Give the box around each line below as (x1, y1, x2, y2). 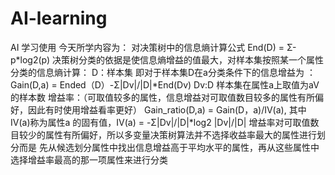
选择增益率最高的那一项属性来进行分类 (10, 153, 168, 166)
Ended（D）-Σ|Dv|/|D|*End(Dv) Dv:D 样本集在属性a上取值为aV (59, 78, 320, 91)
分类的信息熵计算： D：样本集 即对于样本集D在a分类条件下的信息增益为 (10, 66, 305, 78)
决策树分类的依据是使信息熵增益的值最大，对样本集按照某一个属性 (52, 53, 325, 66)
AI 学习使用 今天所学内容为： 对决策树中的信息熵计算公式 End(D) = (10, 41, 285, 53)
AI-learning (10, 7, 108, 30)
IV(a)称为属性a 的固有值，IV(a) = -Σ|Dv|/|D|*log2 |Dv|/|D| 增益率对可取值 (10, 116, 311, 128)
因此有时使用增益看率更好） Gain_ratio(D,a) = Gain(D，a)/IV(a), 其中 (27, 103, 307, 116)
